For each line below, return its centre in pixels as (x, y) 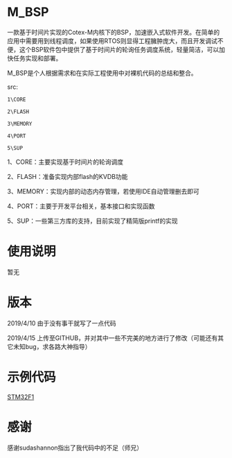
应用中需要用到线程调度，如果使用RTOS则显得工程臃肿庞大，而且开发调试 (113, 41)
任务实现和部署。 (37, 58)
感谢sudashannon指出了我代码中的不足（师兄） (75, 448)
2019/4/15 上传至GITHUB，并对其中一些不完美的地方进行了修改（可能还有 (113, 338)
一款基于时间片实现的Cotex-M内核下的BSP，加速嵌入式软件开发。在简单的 (114, 32)
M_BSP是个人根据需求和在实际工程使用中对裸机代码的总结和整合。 (102, 73)
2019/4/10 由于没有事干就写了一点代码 (62, 323)
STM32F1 (21, 397)
